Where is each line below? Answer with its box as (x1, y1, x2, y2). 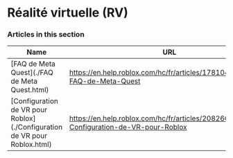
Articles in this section (7, 30, 85, 39)
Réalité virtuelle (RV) (7, 5, 128, 21)
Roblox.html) (10, 140, 52, 150)
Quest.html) (10, 85, 49, 95)
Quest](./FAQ (10, 68, 53, 78)
